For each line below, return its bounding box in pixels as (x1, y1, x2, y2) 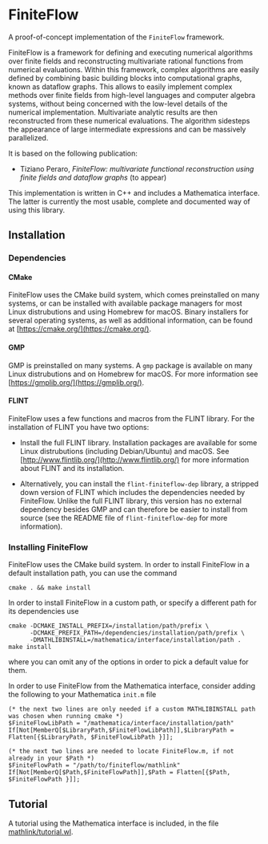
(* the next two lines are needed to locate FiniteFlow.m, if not (8, 748, 234, 756)
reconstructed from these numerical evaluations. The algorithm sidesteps (8, 116, 250, 125)
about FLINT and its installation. (19, 463, 125, 473)
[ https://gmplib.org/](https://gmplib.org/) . (8, 377, 145, 387)
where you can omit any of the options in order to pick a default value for (8, 657, 250, 667)
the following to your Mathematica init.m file (8, 690, 157, 700)
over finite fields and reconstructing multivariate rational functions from (8, 56, 244, 66)
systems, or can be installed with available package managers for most (8, 298, 242, 308)
